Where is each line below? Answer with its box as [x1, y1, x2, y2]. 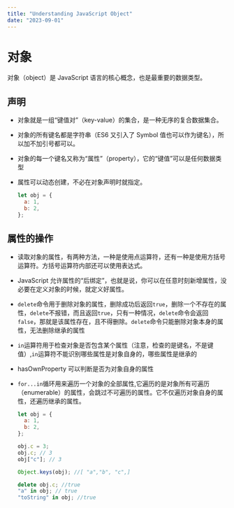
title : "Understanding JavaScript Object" [7, 10, 133, 17]
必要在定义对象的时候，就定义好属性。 [17, 285, 128, 293]
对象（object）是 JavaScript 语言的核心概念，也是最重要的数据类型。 [7, 73, 207, 82]
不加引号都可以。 [29, 139, 79, 148]
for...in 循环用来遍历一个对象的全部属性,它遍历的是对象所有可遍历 [17, 379, 210, 388]
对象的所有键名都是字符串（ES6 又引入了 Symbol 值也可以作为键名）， [17, 131, 219, 139]
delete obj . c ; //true [17, 481, 81, 488]
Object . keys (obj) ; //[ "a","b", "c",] [17, 468, 131, 476]
